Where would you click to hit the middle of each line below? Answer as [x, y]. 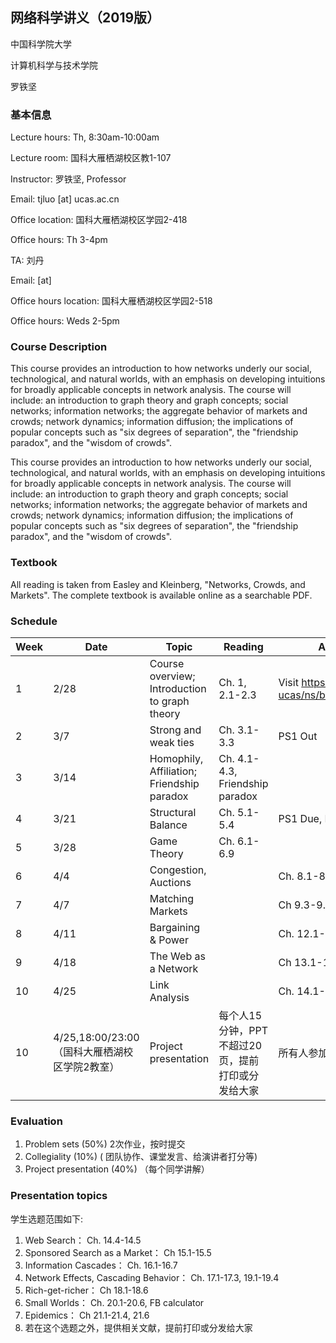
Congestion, [178, 870]
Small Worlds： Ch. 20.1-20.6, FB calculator [114, 1302]
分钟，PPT [243, 1030]
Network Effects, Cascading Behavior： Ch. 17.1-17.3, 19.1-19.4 [152, 1277]
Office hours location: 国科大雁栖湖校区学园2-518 [111, 301]
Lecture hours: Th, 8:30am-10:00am [85, 137]
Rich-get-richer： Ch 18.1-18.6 [86, 1290]
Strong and [175, 730]
